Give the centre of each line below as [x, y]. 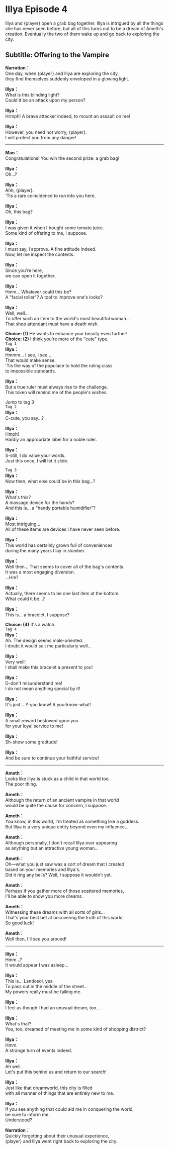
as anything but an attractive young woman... [52, 848]
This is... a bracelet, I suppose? [37, 615]
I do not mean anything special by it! [43, 688]
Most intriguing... [23, 524]
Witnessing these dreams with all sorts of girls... [55, 912]
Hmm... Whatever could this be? [38, 292]
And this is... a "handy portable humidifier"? [50, 508]
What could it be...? [25, 599]
